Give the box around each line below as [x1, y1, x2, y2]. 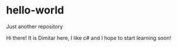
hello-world [6, 4, 65, 17]
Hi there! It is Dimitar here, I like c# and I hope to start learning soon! [6, 34, 172, 41]
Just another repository [6, 23, 64, 30]
